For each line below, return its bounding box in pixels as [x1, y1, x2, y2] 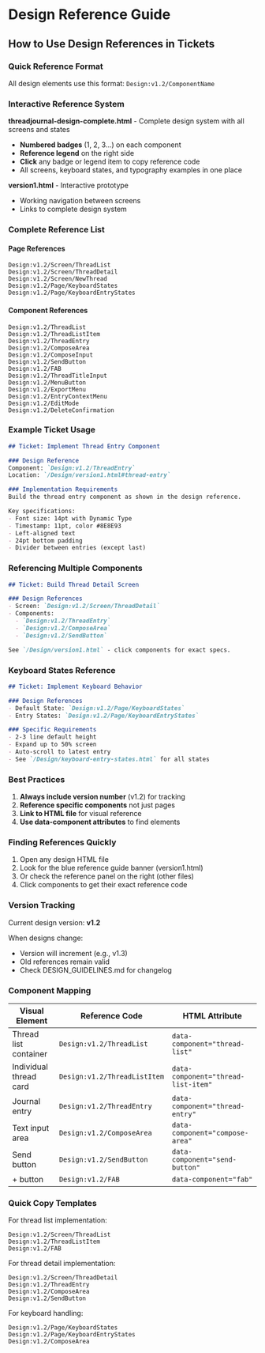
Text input [12, 1122, 50, 1133]
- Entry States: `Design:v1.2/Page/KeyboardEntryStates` [8, 712, 200, 720]
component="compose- [171, 1128, 249, 1137]
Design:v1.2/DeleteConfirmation [8, 406, 114, 414]
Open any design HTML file [19, 855, 109, 864]
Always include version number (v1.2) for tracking [19, 792, 185, 802]
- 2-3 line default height [8, 733, 97, 741]
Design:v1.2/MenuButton [8, 378, 87, 387]
